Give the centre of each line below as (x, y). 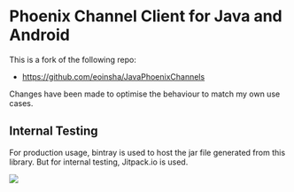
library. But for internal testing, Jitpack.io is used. (99, 162)
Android (40, 35)
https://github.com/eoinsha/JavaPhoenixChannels (113, 76)
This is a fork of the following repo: (73, 59)
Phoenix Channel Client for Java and (146, 16)
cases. (21, 103)
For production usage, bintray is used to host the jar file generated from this (147, 152)
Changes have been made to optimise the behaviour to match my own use (145, 94)
